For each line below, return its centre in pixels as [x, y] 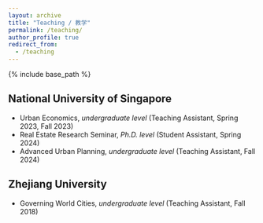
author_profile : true [44, 37]
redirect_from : [33, 45]
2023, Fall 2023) [46, 126]
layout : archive [35, 15]
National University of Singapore [90, 99]
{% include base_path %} [50, 74]
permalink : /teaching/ [45, 30]
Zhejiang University [58, 184]
